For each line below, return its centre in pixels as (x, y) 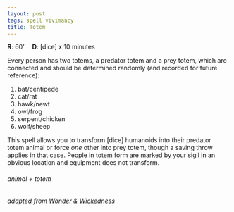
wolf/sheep (34, 127)
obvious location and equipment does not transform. (84, 163)
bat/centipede (38, 89)
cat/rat (27, 96)
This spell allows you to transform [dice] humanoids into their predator (109, 140)
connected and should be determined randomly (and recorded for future (112, 68)
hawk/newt (34, 104)
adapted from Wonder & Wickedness (61, 201)
